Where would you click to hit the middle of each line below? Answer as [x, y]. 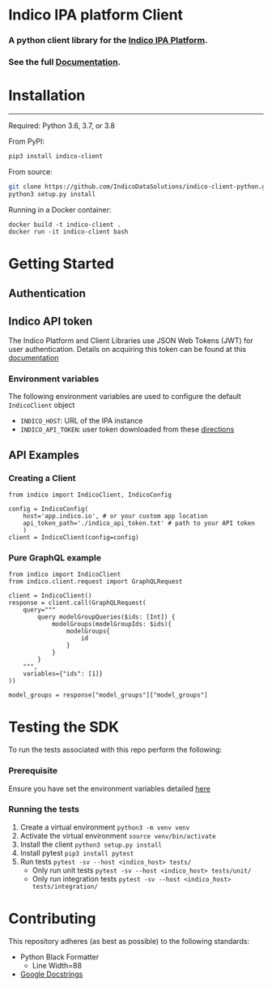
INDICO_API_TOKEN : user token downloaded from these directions [127, 429]
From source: [30, 171]
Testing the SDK [64, 727]
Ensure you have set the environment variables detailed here [109, 788]
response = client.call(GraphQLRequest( [78, 603]
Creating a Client [42, 478]
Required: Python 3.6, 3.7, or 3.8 [62, 125]
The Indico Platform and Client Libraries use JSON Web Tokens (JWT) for [131, 340]
